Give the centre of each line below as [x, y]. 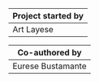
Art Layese [33, 29]
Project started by [48, 16]
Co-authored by [50, 53]
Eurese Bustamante [49, 66]
